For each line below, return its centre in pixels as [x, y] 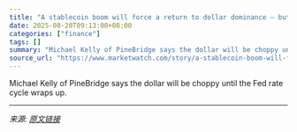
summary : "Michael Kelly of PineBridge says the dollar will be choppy [144, 50]
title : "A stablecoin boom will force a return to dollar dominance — [142, 17]
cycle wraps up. [38, 92]
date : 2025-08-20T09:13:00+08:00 [71, 26]
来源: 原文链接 [34, 119]
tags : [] [25, 42]
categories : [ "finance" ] [55, 33]
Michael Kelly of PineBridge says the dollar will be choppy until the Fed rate [146, 83]
